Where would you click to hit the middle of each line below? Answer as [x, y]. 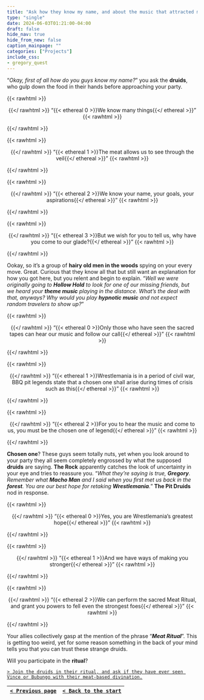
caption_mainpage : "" [34, 46]
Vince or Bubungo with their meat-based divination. [75, 677]
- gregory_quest [27, 63]
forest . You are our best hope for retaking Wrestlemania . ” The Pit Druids [99, 486]
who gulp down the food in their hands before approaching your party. [95, 86]
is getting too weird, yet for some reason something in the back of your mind [102, 642]
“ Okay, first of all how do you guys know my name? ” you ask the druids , [97, 80]
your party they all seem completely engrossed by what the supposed [94, 460]
